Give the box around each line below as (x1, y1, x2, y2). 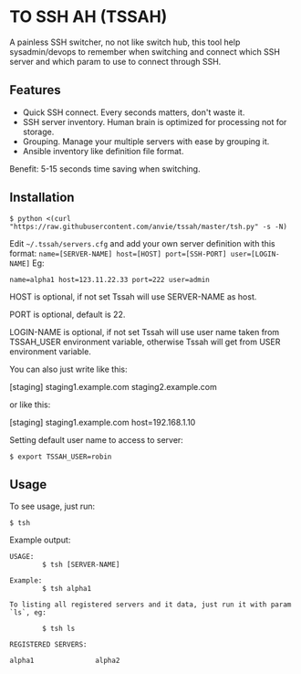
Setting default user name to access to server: (9, 434, 184, 445)
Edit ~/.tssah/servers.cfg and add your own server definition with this (9, 237, 275, 248)
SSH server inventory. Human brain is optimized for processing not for (22, 116, 287, 127)
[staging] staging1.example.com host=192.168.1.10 (9, 416, 196, 427)
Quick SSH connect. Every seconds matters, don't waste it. (22, 107, 245, 118)
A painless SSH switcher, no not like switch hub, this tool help (9, 37, 241, 47)
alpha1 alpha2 (9, 656, 120, 666)
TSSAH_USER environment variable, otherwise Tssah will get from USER (9, 336, 281, 347)
